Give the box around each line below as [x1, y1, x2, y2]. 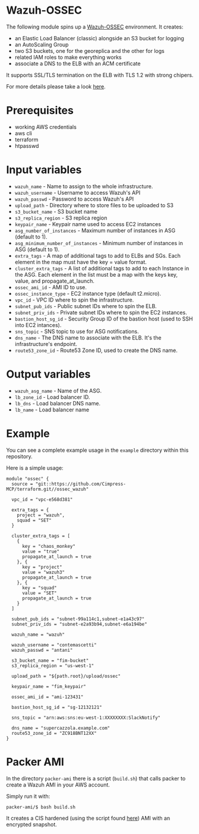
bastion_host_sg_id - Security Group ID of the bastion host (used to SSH [14, 315, 193, 322]
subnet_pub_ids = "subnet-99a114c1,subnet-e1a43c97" [11, 616, 145, 622]
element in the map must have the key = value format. [14, 258, 147, 265]
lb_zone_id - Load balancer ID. [14, 393, 90, 401]
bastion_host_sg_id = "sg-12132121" [11, 704, 102, 710]
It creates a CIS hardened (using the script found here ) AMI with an [6, 814, 170, 822]
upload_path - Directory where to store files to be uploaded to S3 [14, 201, 174, 208]
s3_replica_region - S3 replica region [14, 214, 108, 221]
